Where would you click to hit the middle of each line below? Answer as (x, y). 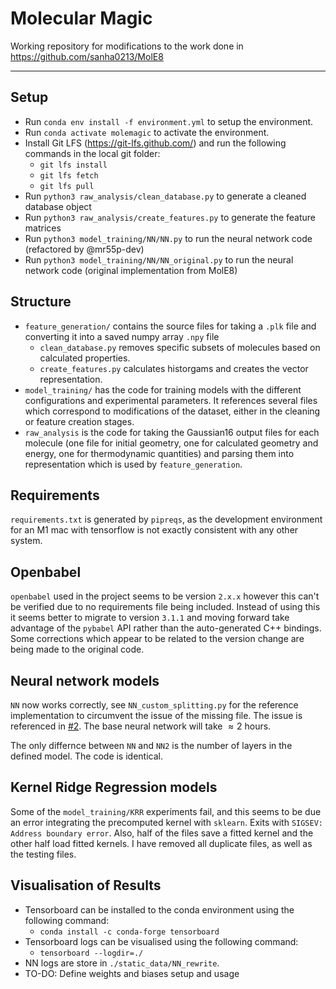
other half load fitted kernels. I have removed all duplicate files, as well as (161, 843)
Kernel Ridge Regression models (114, 787)
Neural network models (85, 680)
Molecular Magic (81, 18)
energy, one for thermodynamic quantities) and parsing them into (159, 453)
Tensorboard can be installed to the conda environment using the (159, 909)
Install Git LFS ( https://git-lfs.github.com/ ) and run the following (155, 143)
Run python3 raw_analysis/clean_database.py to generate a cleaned (165, 196)
